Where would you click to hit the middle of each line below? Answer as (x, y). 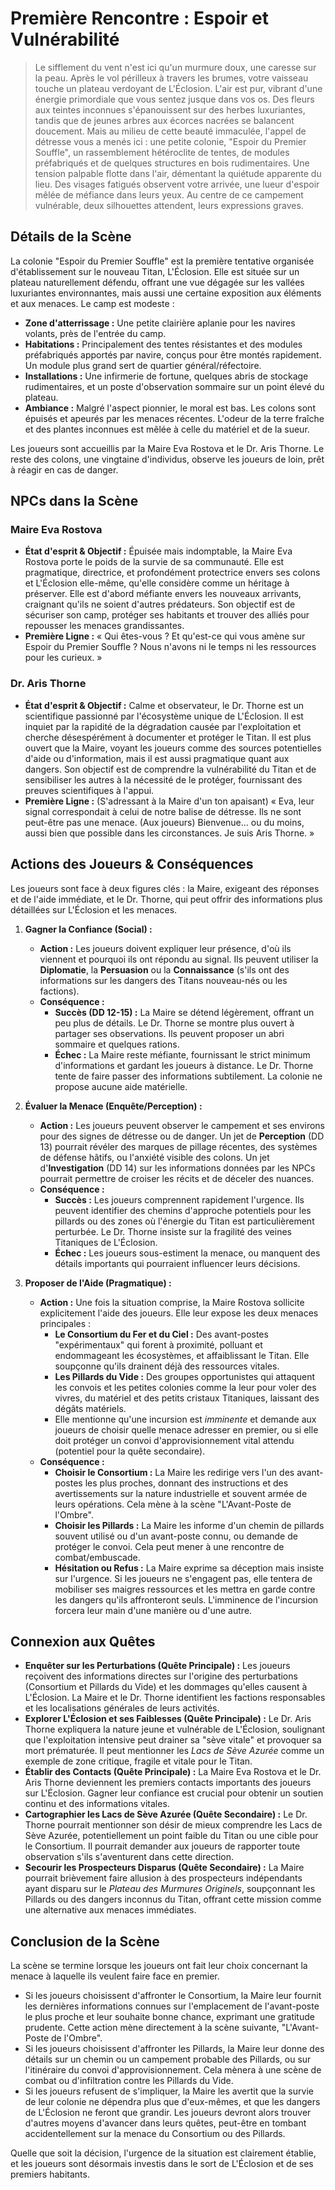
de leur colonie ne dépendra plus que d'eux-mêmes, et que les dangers (172, 2102)
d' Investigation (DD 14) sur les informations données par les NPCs (177, 1168)
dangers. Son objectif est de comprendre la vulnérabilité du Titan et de (170, 769)
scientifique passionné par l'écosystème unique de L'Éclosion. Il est (164, 716)
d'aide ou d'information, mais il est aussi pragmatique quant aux (157, 758)
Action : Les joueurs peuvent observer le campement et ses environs (182, 1125)
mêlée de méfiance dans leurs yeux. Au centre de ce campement (169, 194)
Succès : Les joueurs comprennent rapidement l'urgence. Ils (179, 1199)
